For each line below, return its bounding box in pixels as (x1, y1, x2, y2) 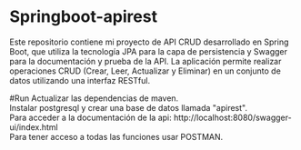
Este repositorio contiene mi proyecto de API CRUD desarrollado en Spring (9, 36, 289, 47)
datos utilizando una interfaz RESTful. (9, 75, 151, 85)
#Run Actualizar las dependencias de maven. (9, 93, 179, 104)
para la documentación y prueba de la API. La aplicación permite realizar (9, 55, 282, 66)
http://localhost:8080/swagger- (173, 112, 293, 123)
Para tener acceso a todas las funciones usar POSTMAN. (9, 131, 224, 142)
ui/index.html (9, 121, 58, 133)
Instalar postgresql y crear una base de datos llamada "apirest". (9, 102, 248, 113)
